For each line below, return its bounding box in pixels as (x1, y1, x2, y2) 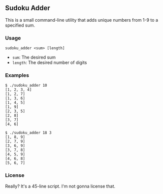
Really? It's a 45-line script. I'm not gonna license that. (5, 183, 116, 189)
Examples (5, 72, 30, 79)
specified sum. (5, 22, 35, 28)
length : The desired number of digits (12, 60, 87, 65)
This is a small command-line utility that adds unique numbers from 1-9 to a (5, 17, 159, 23)
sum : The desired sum (12, 54, 56, 61)
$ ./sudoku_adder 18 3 (5, 130, 52, 135)
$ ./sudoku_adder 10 (5, 83, 48, 88)
